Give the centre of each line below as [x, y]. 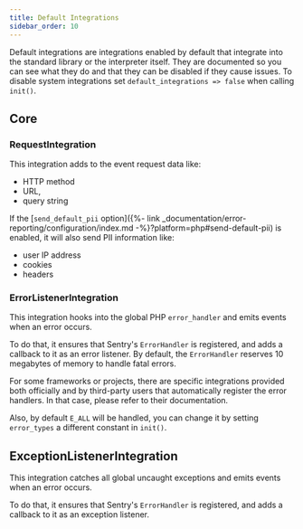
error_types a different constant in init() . [88, 428]
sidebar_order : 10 [44, 26]
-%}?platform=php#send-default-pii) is [208, 228]
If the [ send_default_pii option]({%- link [85, 219]
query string [45, 201]
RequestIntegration [53, 144]
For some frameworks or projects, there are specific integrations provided [147, 382]
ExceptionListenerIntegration [94, 456]
